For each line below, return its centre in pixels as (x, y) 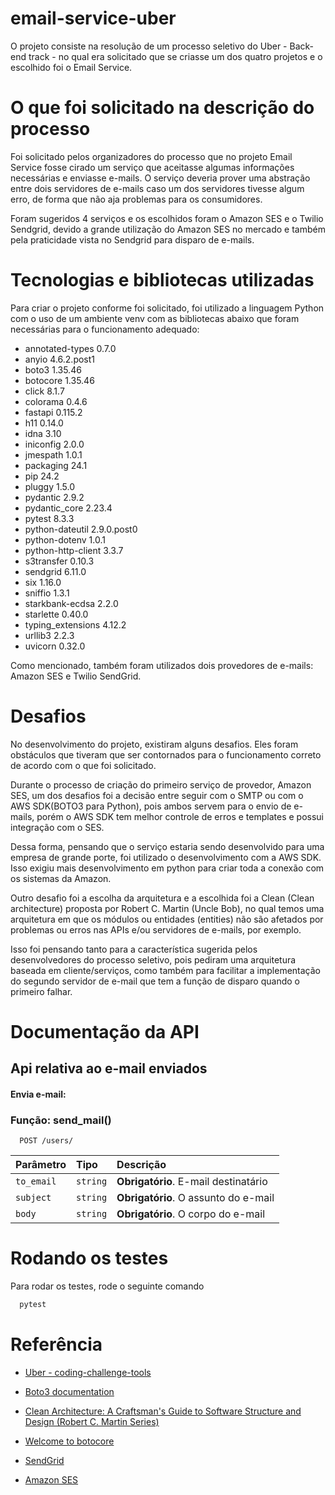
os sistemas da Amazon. (61, 878)
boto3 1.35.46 (53, 369)
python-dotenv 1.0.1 (65, 539)
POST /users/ (46, 1141)
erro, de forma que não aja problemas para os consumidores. (136, 199)
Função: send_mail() (61, 1120)
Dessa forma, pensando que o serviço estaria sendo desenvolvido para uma (167, 846)
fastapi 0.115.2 (53, 412)
